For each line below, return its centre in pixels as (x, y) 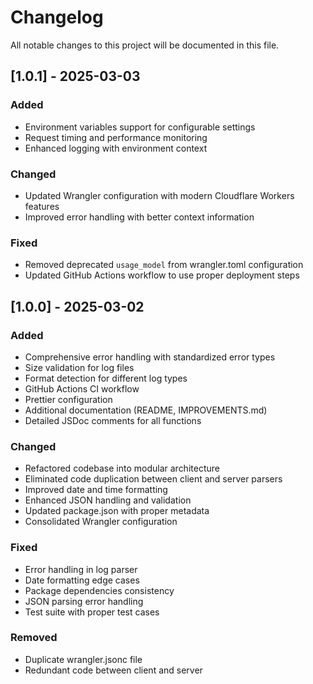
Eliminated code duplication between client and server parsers (153, 479)
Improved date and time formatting (96, 490)
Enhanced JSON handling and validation (108, 500)
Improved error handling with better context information (139, 217)
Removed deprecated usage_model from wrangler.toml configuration (164, 265)
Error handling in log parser (81, 569)
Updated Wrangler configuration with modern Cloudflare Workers (159, 195)
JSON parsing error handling (84, 601)
